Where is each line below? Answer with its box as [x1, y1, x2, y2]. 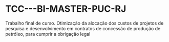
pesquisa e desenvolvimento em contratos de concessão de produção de [5, 25, 161, 31]
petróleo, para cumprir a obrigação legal [5, 31, 91, 37]
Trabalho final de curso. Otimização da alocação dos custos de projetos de [5, 20, 164, 26]
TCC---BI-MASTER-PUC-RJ [5, 3, 126, 15]
